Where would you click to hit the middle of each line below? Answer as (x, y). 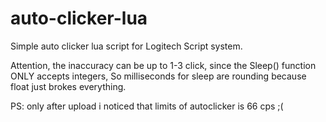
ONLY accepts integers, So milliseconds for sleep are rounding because (158, 76)
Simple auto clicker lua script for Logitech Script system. (126, 46)
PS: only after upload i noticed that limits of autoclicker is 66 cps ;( (147, 106)
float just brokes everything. (68, 86)
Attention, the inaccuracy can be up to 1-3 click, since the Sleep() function (163, 65)
